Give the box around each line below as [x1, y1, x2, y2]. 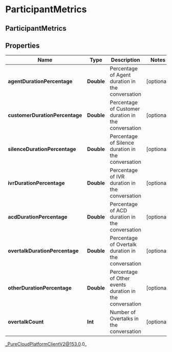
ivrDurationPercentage [8, 180, 65, 187]
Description [111, 56, 140, 63]
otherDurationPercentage [8, 284, 72, 292]
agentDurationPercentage [8, 78, 73, 85]
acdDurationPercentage [8, 213, 68, 221]
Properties [5, 41, 40, 50]
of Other [110, 275, 130, 282]
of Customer [110, 105, 140, 113]
